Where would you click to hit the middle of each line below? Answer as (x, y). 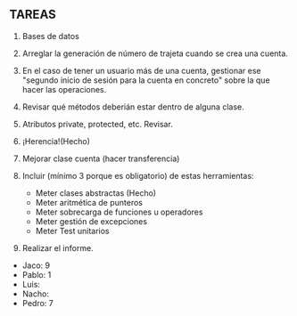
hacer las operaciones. (64, 89)
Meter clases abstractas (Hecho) (96, 193)
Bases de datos (51, 36)
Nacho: (35, 294)
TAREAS (33, 15)
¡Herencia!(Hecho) (56, 141)
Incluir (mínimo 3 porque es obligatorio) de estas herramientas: (138, 175)
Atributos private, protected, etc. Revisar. (98, 124)
